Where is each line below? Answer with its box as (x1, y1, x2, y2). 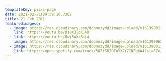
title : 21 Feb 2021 (5, 16, 45, 21)
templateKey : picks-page (5, 7, 56, 12)
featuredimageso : (5, 21, 41, 26)
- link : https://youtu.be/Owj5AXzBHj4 (9, 35, 90, 40)
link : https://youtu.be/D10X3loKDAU (14, 30, 90, 35)
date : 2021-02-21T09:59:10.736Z (5, 12, 72, 17)
